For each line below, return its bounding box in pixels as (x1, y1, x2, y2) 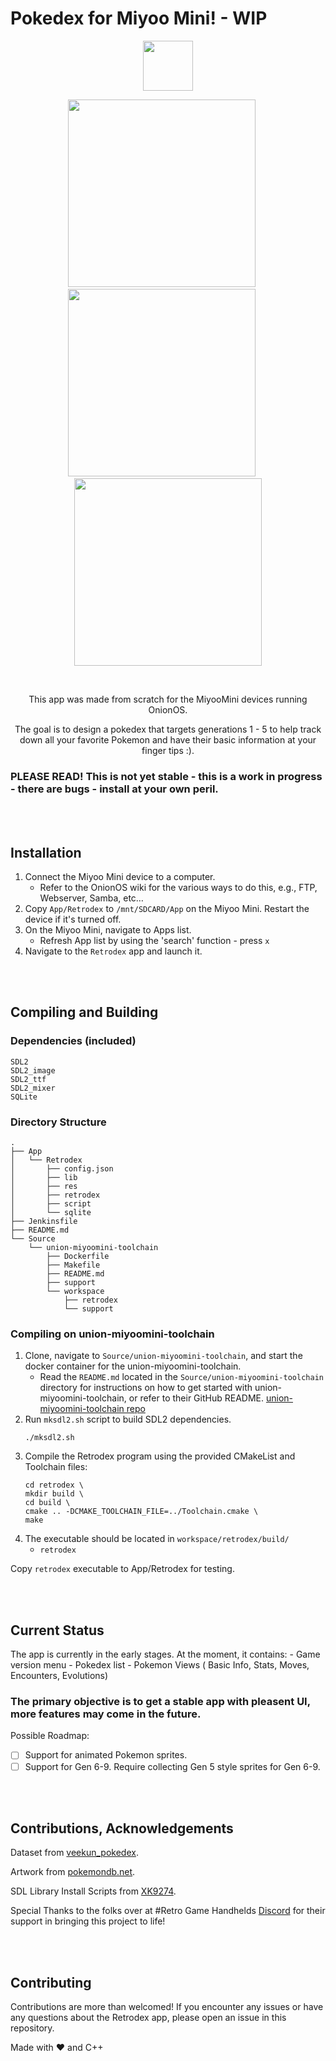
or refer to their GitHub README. (128, 1392, 265, 1404)
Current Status (10, 1622, 105, 1639)
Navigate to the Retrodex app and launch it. (24, 945, 203, 957)
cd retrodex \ (24, 1480, 84, 1491)
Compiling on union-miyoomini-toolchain (10, 1327, 215, 1341)
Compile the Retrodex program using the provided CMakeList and (24, 1450, 296, 1462)
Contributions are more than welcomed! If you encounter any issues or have (10, 2001, 324, 2013)
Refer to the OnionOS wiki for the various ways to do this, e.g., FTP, (39, 882, 318, 894)
